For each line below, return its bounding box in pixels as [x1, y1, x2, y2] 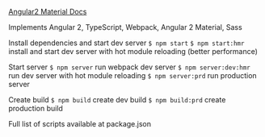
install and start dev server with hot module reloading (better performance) [8, 47, 259, 56]
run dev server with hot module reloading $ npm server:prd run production [8, 71, 257, 80]
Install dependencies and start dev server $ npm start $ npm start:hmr [8, 38, 245, 48]
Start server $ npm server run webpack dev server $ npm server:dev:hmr [8, 62, 250, 72]
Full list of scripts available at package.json [8, 119, 152, 128]
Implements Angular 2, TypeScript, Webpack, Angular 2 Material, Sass [8, 23, 242, 31]
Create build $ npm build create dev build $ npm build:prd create [8, 95, 226, 104]
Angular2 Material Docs [8, 7, 87, 16]
